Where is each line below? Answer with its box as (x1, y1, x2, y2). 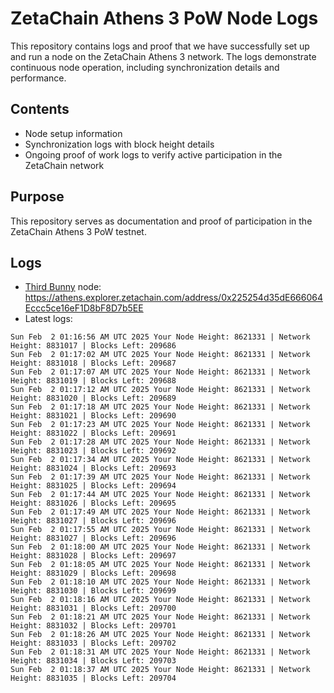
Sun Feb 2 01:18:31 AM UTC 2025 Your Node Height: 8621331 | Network (10, 647, 311, 657)
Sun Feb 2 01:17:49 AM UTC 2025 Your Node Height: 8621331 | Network (10, 507, 311, 517)
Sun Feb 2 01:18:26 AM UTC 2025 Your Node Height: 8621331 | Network (10, 630, 311, 640)
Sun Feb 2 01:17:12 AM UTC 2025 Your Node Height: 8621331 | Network (10, 385, 311, 395)
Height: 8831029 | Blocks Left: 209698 (10, 568, 177, 579)
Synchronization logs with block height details (24, 138, 215, 150)
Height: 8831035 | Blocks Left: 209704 (10, 673, 177, 684)
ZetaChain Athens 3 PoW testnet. (10, 225, 147, 237)
